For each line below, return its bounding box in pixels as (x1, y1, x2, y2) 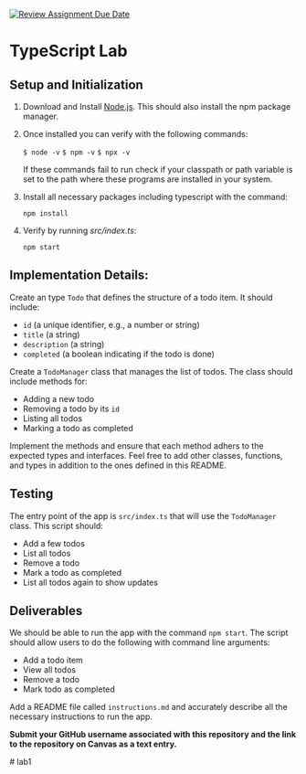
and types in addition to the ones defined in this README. (9, 460, 227, 471)
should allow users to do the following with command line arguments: (9, 637, 270, 648)
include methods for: (9, 376, 89, 387)
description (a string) (22, 338, 105, 349)
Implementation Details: (9, 268, 149, 283)
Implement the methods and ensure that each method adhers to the (9, 440, 264, 451)
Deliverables (9, 603, 83, 619)
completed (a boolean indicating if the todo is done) (22, 348, 215, 359)
